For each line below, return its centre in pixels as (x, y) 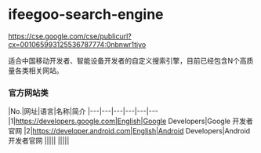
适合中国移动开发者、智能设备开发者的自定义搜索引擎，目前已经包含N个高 (127, 60)
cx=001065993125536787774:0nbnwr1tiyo (77, 44)
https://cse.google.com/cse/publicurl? (70, 36)
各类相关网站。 (39, 70)
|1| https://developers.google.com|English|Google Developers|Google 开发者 (130, 121)
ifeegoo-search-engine (86, 15)
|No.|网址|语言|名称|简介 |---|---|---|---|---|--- (83, 111)
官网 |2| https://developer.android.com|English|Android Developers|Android (129, 131)
